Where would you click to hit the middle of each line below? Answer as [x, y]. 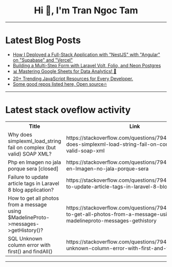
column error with [29, 245]
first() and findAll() [30, 251]
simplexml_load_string [35, 141]
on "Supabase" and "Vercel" [43, 60]
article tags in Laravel [34, 183]
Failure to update [28, 177]
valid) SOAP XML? [30, 154]
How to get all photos [34, 198]
